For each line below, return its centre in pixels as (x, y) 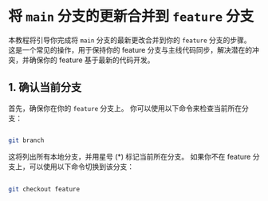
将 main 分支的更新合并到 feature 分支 (131, 16)
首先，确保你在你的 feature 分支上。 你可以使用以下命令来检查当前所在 (125, 108)
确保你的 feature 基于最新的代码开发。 (92, 60)
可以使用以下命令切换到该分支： (81, 166)
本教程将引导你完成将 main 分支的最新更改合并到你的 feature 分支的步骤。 (130, 40)
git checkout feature (44, 189)
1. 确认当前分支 (45, 87)
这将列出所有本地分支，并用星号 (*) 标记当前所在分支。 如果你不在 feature (130, 156)
